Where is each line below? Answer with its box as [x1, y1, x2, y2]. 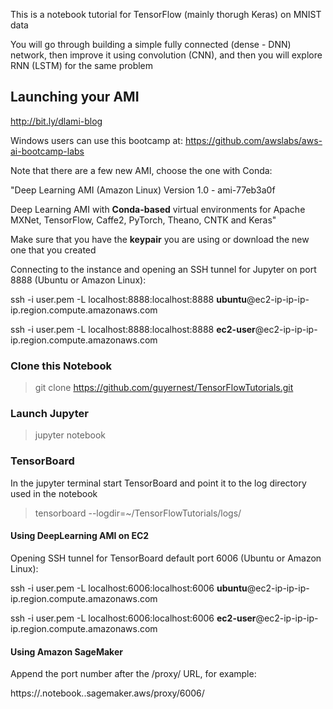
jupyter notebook [34, 429, 106, 441]
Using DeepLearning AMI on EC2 [10, 530, 150, 542]
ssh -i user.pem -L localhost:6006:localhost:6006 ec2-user [10, 612, 257, 624]
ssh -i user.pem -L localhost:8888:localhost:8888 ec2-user [10, 323, 256, 335]
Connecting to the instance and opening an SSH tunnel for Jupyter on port [10, 263, 317, 275]
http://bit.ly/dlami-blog [10, 115, 103, 127]
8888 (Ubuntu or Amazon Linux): [10, 274, 147, 286]
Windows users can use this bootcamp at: [10, 134, 183, 146]
